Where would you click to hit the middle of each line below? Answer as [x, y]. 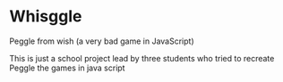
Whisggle [46, 16]
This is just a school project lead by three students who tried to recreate [142, 58]
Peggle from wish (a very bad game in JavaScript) [102, 41]
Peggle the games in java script [67, 68]
